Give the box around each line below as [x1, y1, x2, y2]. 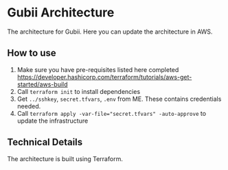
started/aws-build [16, 80, 68, 88]
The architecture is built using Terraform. [7, 154, 124, 162]
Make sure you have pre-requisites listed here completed [16, 65, 179, 73]
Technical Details [7, 136, 83, 148]
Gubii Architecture [7, 5, 115, 21]
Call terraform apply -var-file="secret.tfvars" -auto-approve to [16, 109, 207, 117]
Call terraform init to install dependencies [16, 87, 141, 95]
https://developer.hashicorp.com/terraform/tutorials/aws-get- [16, 73, 192, 81]
